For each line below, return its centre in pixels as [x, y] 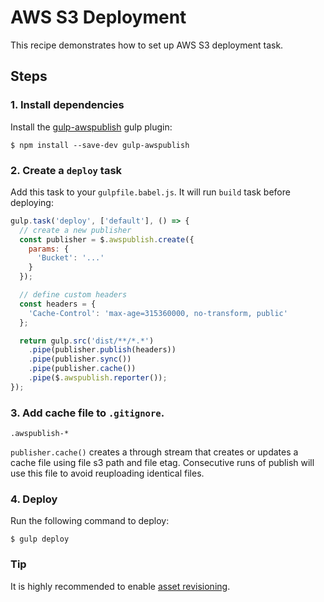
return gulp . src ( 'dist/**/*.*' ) [87, 341]
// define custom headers [73, 295]
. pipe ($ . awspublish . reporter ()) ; [98, 378]
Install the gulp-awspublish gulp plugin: [91, 127]
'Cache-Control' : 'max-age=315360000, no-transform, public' [158, 313]
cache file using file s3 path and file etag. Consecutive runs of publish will [162, 463]
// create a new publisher [75, 230]
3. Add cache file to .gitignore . [87, 413]
